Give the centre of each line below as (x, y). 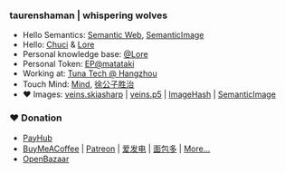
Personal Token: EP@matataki (78, 64)
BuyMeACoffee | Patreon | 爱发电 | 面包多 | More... (116, 149)
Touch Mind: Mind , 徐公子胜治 (78, 84)
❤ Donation (36, 118)
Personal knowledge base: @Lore (85, 54)
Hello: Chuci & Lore (58, 44)
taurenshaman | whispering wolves (89, 15)
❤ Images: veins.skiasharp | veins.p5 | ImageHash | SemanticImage (149, 94)
